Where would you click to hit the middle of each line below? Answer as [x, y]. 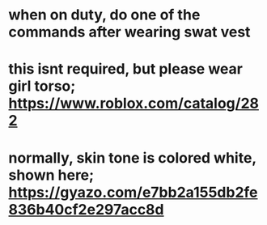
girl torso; [42, 86]
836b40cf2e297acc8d [86, 209]
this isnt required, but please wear [125, 69]
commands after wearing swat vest [129, 32]
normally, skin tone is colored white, [132, 157]
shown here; [51, 175]
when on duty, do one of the [104, 15]
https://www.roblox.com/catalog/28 [133, 104]
